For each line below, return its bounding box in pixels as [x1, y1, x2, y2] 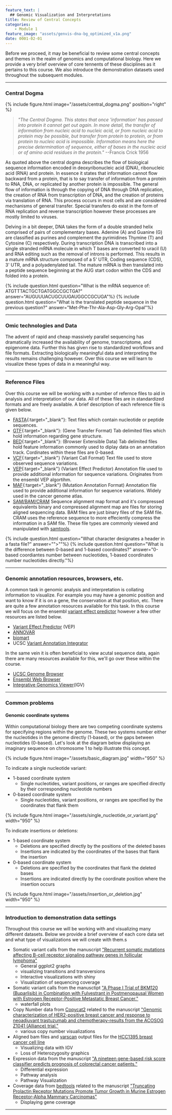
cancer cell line [12, 1039, 45, 1045]
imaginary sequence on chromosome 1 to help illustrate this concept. [5, 745, 151, 751]
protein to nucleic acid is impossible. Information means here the [17, 138, 155, 145]
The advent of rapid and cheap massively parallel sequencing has [5, 334, 144, 340]
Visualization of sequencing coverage [20, 979, 100, 985]
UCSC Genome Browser [12, 671, 64, 677]
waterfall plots [20, 1001, 51, 1007]
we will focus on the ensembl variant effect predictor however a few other [5, 608, 161, 614]
